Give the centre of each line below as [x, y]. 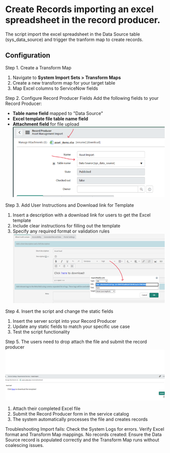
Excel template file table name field [50, 119]
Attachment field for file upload [46, 124]
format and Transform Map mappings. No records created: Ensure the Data [83, 434]
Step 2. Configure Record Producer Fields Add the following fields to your [82, 98]
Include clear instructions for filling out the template [66, 226]
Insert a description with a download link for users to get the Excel [81, 215]
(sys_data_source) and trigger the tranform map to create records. [74, 40]
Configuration [28, 55]
